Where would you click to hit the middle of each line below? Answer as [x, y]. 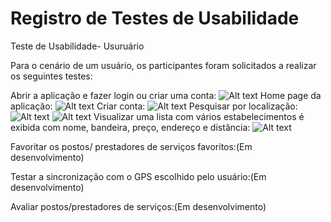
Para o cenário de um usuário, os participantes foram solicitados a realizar [163, 65]
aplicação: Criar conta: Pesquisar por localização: [154, 106]
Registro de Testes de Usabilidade [155, 18]
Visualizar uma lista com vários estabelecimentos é [199, 116]
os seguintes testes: [51, 76]
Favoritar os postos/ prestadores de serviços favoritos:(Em [131, 146]
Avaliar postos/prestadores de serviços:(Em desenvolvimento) [138, 206]
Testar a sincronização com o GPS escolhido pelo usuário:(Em [138, 176]
